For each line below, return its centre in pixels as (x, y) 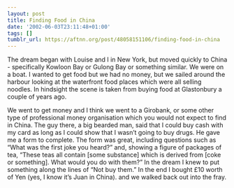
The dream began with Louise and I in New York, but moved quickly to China (117, 59)
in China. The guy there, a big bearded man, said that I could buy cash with (115, 125)
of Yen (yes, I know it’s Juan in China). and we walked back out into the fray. (117, 177)
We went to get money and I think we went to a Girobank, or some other (111, 110)
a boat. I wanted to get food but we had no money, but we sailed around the (116, 75)
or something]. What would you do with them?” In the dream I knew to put (114, 162)
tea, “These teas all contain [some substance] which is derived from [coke (114, 155)
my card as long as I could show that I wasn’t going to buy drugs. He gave (114, 133)
